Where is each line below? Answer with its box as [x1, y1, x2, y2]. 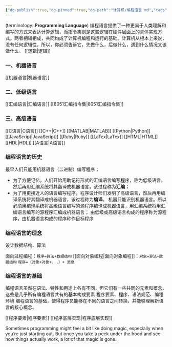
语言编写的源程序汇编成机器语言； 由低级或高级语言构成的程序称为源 [17, 209, 162, 215]
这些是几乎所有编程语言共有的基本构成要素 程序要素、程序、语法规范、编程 [5, 291, 164, 297]
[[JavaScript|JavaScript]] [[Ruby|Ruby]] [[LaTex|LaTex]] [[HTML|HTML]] [5, 134, 158, 140]
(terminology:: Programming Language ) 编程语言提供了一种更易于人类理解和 [5, 22, 166, 28]
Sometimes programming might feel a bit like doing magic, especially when [5, 326, 164, 332]
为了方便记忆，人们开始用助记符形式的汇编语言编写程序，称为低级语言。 [12, 177, 165, 183]
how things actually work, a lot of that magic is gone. [5, 336, 117, 342]
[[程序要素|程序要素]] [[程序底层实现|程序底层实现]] [5, 315, 113, 321]
